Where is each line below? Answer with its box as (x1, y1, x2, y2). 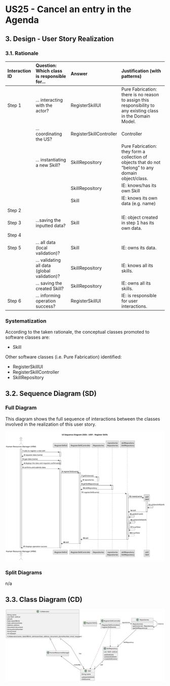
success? (35, 303, 56, 309)
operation (35, 298, 56, 304)
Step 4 (7, 232, 21, 238)
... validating (35, 257, 61, 263)
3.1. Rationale (5, 50, 39, 57)
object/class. (121, 176, 148, 182)
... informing (35, 293, 61, 299)
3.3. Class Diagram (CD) (5, 595, 82, 603)
